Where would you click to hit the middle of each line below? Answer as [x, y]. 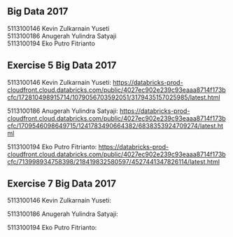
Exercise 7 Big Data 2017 [62, 184]
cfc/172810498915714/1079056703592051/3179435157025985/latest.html [114, 97]
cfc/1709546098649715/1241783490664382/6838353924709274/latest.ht [115, 126]
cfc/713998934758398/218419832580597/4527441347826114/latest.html [114, 161]
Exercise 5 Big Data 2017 [62, 66]
